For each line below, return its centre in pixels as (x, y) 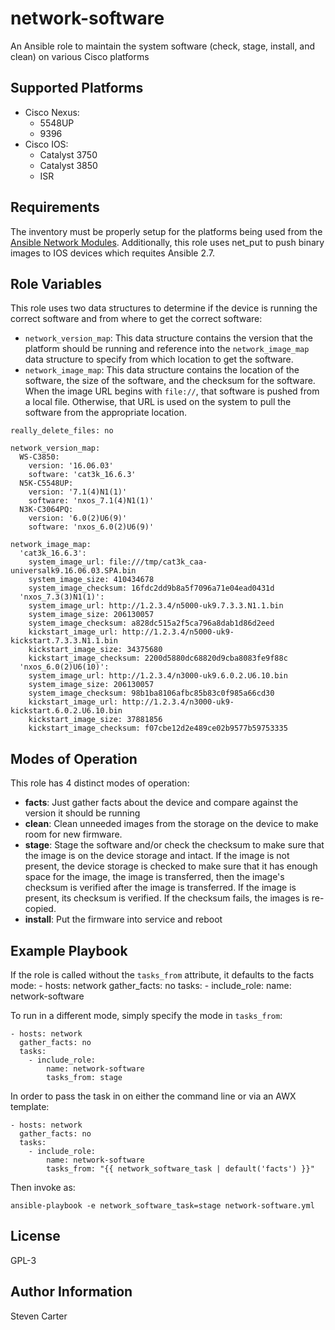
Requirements (55, 207)
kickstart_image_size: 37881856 (95, 720)
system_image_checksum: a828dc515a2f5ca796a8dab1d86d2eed (151, 623)
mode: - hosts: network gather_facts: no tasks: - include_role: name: (151, 985)
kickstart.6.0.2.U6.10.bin (66, 711)
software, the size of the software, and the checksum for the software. (170, 381)
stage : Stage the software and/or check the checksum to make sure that (174, 845)
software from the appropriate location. (105, 413)
